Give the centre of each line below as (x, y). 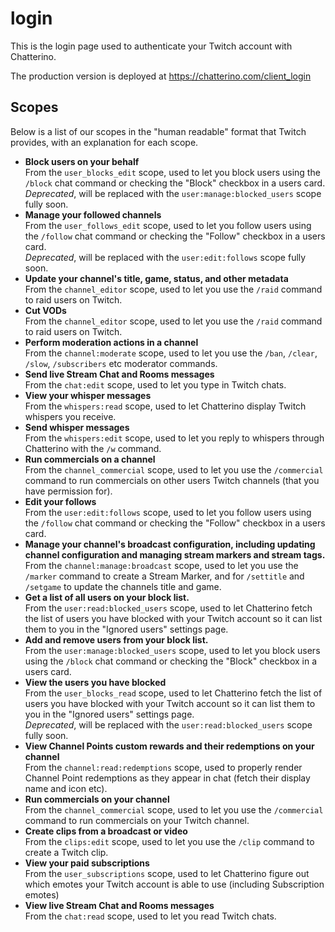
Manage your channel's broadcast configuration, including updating (170, 544)
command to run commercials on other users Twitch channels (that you (172, 480)
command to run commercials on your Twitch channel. (137, 820)
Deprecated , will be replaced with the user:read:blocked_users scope (168, 724)
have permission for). (68, 491)
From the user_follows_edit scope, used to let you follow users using (168, 225)
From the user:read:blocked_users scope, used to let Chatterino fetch (168, 608)
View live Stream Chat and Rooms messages (119, 905)
